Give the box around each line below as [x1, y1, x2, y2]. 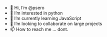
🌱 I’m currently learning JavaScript [9, 15, 81, 21]
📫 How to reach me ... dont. [9, 26, 68, 32]
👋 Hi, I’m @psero [9, 5, 45, 10]
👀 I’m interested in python [9, 10, 63, 16]
